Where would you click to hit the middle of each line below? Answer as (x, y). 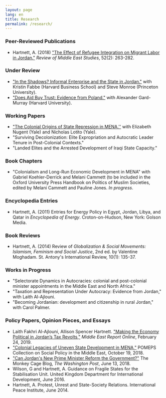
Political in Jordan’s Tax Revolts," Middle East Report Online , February (85, 337)
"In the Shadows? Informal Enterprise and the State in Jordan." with (82, 81)
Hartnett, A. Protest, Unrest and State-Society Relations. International (84, 384)
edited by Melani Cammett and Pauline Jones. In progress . (73, 188)
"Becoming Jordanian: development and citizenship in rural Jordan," (83, 302)
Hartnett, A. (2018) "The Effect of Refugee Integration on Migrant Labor (86, 52)
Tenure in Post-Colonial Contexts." (48, 143)
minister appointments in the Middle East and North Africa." (74, 286)
